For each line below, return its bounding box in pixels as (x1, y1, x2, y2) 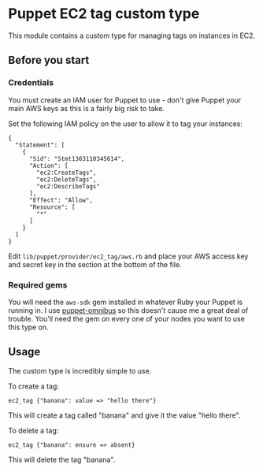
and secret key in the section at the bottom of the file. (8, 259, 183, 269)
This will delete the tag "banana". (8, 455, 116, 464)
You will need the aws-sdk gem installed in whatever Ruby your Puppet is (8, 297, 243, 307)
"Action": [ (28, 162, 69, 169)
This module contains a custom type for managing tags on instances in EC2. (8, 31, 256, 40)
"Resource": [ (28, 203, 76, 211)
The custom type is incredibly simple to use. (8, 366, 152, 375)
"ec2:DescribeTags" (36, 182, 101, 190)
